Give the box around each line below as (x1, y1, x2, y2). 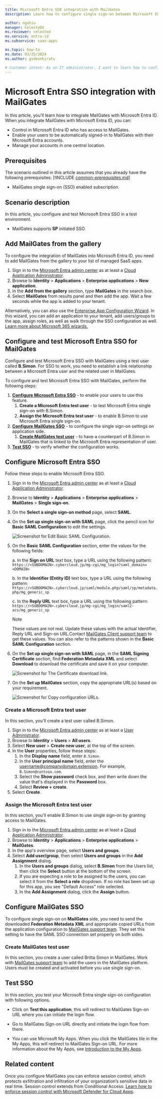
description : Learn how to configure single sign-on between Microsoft (5, 12, 153, 17)
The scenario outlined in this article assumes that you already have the (5, 170, 147, 176)
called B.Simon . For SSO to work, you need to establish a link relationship (5, 363, 152, 369)
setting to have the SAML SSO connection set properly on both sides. (5, 931, 144, 937)
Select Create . (12, 789, 41, 795)
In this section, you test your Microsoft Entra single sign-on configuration (5, 992, 151, 997)
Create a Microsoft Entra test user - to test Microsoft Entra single (19, 402, 151, 408)
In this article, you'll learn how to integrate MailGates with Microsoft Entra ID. (5, 112, 158, 118)
